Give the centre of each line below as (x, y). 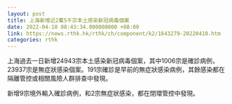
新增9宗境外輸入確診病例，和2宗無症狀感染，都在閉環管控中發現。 (103, 93)
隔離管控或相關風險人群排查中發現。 (60, 79)
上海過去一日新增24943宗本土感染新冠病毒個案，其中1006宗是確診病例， (113, 61)
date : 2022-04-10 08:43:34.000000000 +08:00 (73, 27)
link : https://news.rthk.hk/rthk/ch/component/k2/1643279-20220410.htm (114, 33)
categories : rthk (33, 40)
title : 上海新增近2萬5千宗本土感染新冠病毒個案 (68, 20)
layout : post (26, 14)
